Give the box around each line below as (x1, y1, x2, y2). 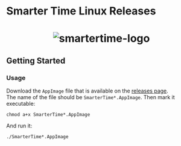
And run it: (6, 122, 33, 130)
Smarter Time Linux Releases (6, 4, 156, 18)
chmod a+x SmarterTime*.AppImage (6, 112, 91, 118)
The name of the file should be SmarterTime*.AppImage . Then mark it (6, 94, 175, 101)
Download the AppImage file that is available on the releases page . (6, 87, 169, 94)
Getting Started (6, 55, 66, 65)
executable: (6, 100, 36, 108)
